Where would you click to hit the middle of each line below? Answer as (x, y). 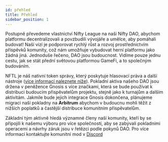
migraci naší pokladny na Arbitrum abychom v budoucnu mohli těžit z (78, 103)
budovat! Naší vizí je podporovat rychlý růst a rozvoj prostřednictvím (77, 45)
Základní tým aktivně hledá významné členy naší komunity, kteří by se (78, 118)
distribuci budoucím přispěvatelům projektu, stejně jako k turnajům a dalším (84, 92)
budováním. (18, 66)
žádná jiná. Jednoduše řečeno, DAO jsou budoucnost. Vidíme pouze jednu (83, 55)
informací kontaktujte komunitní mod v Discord (54, 134)
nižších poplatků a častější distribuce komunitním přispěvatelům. (73, 108)
